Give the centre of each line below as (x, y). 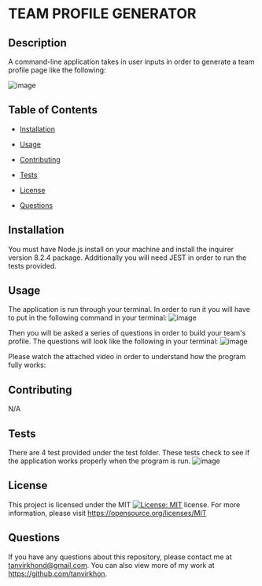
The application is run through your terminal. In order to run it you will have (129, 310)
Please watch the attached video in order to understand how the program (127, 357)
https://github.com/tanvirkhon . (58, 573)
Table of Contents (53, 110)
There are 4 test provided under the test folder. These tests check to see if (129, 453)
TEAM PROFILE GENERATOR (102, 14)
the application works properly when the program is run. (100, 461)
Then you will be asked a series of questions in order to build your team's (127, 333)
